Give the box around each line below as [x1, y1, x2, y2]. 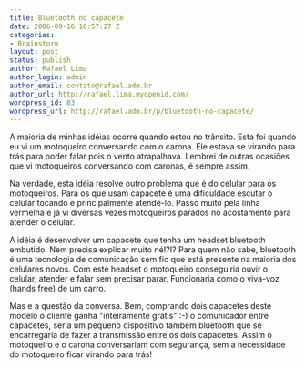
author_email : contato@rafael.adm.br [9, 81, 153, 90]
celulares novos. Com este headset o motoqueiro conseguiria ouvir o [9, 263, 269, 274]
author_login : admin [9, 73, 88, 82]
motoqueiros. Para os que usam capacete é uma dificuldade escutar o [9, 188, 273, 199]
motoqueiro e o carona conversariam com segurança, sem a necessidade [9, 339, 286, 351]
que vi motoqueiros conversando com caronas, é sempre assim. [9, 160, 250, 171]
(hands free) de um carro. [9, 283, 107, 294]
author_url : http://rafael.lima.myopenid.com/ [9, 89, 189, 98]
